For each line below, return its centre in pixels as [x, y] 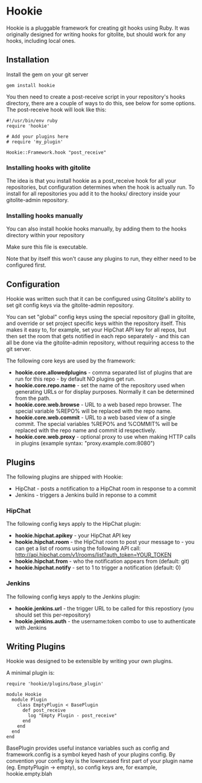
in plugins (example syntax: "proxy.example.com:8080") [85, 444]
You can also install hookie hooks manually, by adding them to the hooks [96, 229]
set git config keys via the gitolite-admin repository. [70, 305]
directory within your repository [46, 235]
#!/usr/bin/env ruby [32, 120]
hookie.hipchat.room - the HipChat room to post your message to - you [105, 542]
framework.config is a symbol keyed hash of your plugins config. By [91, 755]
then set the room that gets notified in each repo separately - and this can [98, 336]
